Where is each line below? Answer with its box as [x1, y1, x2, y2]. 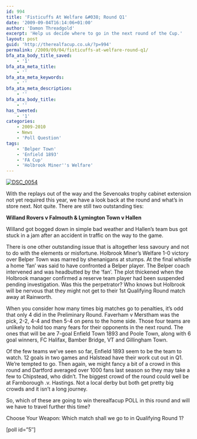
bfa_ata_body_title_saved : [6, 53, 72, 58]
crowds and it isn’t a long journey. [6, 385, 88, 393]
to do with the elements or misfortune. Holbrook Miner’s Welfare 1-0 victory [6, 249, 189, 257]
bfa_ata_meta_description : [6, 86, 72, 92]
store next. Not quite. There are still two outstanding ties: [6, 203, 144, 210]
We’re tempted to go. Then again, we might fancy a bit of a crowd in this [6, 360, 181, 368]
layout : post [6, 36, 38, 42]
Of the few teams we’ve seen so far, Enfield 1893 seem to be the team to [6, 348, 182, 355]
